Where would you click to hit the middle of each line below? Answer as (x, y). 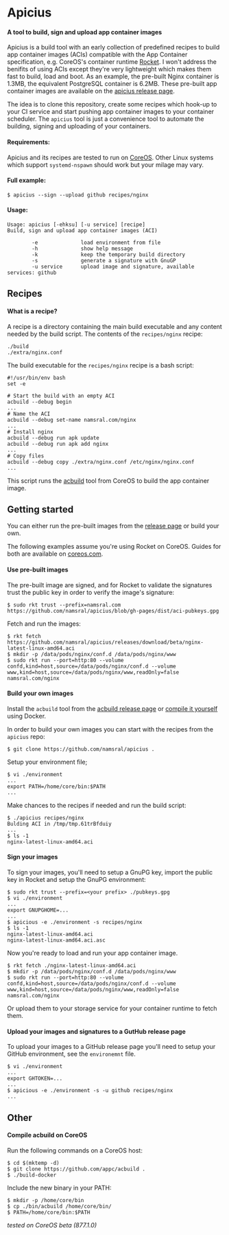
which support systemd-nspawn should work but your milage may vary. (106, 165)
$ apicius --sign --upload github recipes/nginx (78, 195)
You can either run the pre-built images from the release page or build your (113, 526)
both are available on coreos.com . (55, 554)
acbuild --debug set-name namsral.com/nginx (72, 420)
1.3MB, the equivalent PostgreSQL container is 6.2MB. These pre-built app (112, 84)
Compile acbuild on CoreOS (47, 1135)
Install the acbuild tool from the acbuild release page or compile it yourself (112, 708)
